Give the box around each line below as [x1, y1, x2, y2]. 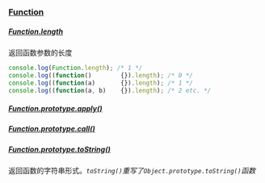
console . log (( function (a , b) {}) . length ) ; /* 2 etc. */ [8, 86, 212, 94]
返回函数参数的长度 [8, 48, 73, 57]
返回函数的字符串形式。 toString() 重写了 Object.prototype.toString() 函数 [8, 166, 256, 176]
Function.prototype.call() [8, 124, 95, 134]
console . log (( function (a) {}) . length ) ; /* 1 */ [8, 79, 194, 87]
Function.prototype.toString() [8, 144, 111, 154]
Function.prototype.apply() [8, 103, 103, 113]
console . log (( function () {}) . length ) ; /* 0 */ [8, 71, 194, 79]
